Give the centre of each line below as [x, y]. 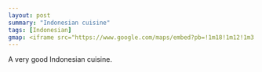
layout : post [29, 15]
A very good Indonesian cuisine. [60, 59]
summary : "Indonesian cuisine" [59, 23]
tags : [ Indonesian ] [40, 30]
